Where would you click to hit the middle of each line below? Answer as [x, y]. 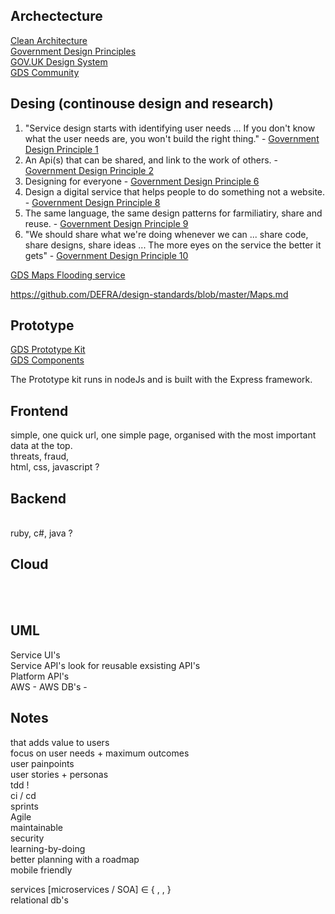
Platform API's [40, 676]
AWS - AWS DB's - [49, 686]
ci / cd [23, 795]
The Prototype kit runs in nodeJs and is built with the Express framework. [161, 380]
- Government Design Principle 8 [92, 202]
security [27, 838]
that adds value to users [60, 742]
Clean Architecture [49, 40]
